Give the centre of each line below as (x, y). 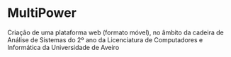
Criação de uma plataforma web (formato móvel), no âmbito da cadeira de (116, 32)
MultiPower (42, 13)
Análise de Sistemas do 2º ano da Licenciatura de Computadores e (105, 39)
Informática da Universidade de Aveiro (63, 47)
